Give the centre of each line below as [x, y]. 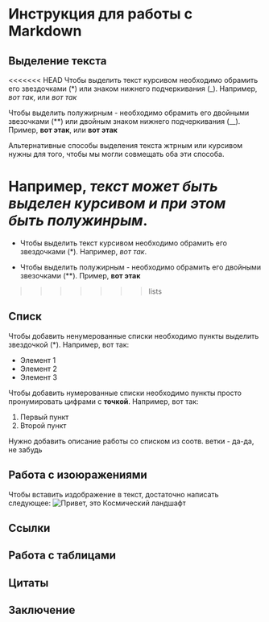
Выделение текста [58, 61]
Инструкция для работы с [101, 14]
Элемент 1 [38, 360]
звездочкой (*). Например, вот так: [69, 344]
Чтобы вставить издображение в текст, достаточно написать [114, 494]
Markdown [45, 31]
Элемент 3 [39, 377]
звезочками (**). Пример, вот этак [80, 275]
